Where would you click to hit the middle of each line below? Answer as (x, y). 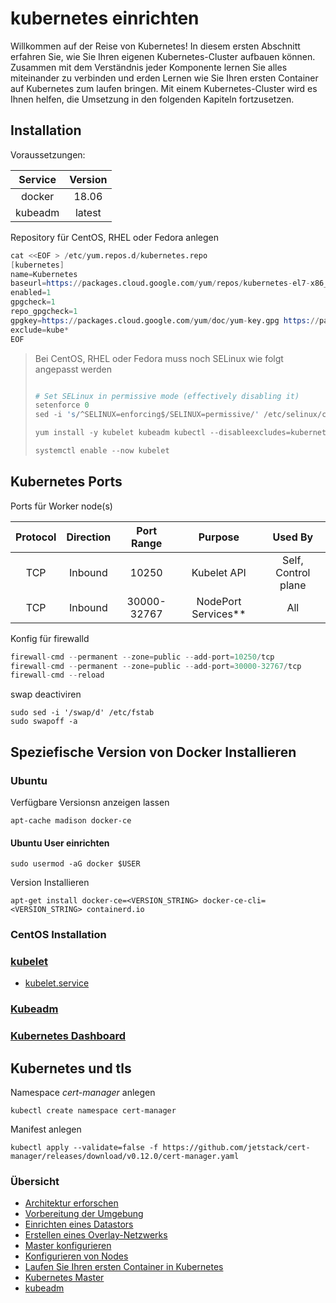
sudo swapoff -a (44, 722)
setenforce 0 (62, 405)
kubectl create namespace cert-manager (93, 1111)
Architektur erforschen (71, 1203)
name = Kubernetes (44, 274)
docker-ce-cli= (234, 901)
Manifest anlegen (46, 1129)
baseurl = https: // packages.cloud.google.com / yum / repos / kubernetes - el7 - (160, 283)
